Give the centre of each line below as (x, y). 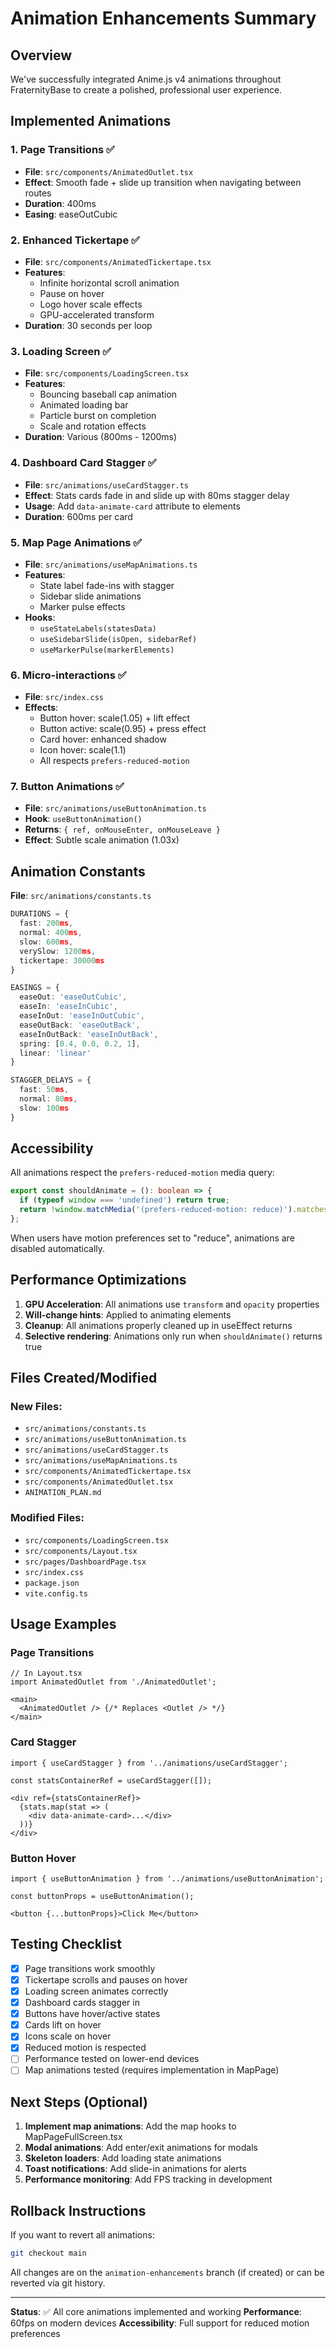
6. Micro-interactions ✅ (68, 675)
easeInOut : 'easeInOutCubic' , (82, 1016)
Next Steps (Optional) (79, 2102)
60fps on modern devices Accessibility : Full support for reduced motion (160, 2323)
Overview (41, 55)
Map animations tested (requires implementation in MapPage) (152, 2070)
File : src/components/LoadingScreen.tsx (107, 373)
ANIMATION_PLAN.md (63, 1493)
